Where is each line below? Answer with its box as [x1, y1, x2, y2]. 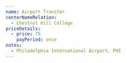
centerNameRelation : [5, 14, 58, 20]
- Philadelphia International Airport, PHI [11, 48, 121, 54]
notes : [5, 43, 22, 49]
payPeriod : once [16, 37, 58, 43]
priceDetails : [5, 25, 41, 32]
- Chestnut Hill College [11, 20, 73, 26]
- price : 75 [11, 31, 41, 37]
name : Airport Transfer [5, 8, 65, 15]
